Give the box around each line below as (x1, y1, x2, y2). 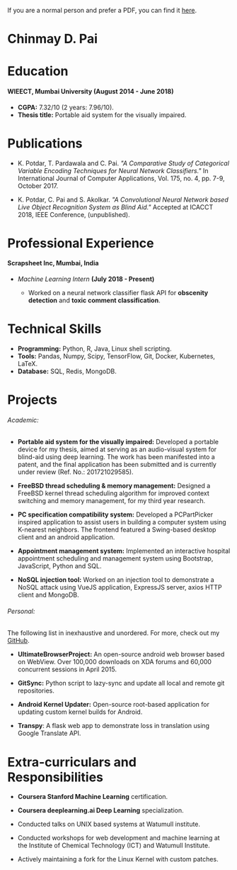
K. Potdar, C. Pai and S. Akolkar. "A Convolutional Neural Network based (17, 195, 229, 204)
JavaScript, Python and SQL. (17, 562, 102, 571)
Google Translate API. (17, 729, 81, 737)
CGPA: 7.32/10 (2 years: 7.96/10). (17, 103, 115, 111)
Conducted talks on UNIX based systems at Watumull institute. (17, 820, 200, 829)
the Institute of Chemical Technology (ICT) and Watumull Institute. (17, 841, 210, 850)
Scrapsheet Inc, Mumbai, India (7, 259, 99, 268)
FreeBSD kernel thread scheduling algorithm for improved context (17, 489, 210, 497)
